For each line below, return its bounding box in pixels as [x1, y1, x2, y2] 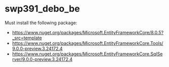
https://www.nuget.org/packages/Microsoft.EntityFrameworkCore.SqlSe [12, 51, 163, 57]
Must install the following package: [5, 20, 77, 26]
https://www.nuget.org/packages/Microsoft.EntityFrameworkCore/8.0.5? [12, 29, 164, 35]
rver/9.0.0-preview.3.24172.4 [12, 56, 73, 62]
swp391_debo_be [5, 3, 80, 15]
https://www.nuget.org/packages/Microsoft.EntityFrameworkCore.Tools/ [12, 40, 163, 46]
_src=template [12, 35, 43, 41]
